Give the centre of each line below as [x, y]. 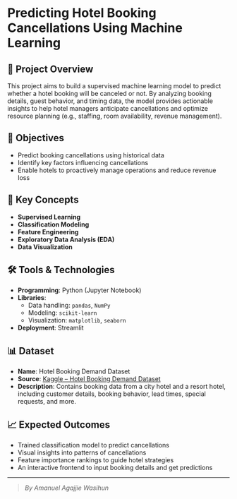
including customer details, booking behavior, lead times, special [111, 394]
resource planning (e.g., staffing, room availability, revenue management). [115, 116]
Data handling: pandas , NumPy [69, 306]
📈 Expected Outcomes [59, 425]
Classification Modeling [53, 224]
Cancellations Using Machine [95, 28]
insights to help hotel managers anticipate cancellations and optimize [108, 108]
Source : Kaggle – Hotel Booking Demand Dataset [89, 379]
